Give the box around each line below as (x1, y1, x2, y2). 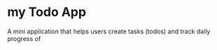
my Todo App (7, 4, 86, 20)
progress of (7, 34, 41, 42)
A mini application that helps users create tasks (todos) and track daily (7, 27, 211, 35)
